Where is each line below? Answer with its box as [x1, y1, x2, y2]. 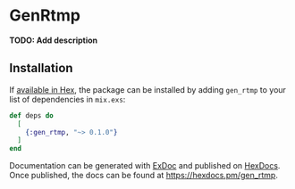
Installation [9, 61, 73, 76]
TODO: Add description [9, 35, 98, 45]
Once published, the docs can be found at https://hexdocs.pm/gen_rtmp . [9, 170, 279, 181]
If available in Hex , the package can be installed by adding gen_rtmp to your [9, 84, 286, 94]
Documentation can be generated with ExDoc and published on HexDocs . [9, 160, 281, 171]
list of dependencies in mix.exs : [9, 94, 126, 104]
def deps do [9, 111, 54, 120]
